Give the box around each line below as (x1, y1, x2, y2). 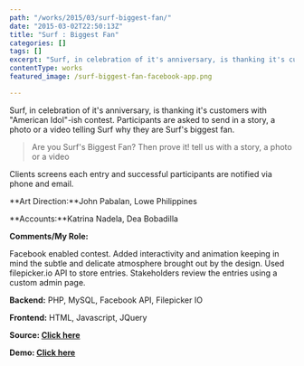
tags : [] (9, 47, 43, 56)
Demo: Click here (9, 347, 76, 358)
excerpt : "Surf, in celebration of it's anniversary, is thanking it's (9, 55, 285, 64)
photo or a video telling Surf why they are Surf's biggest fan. (9, 124, 235, 135)
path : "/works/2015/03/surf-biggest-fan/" (9, 13, 172, 23)
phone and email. (9, 178, 74, 189)
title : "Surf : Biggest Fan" (9, 30, 119, 39)
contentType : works (9, 64, 83, 73)
